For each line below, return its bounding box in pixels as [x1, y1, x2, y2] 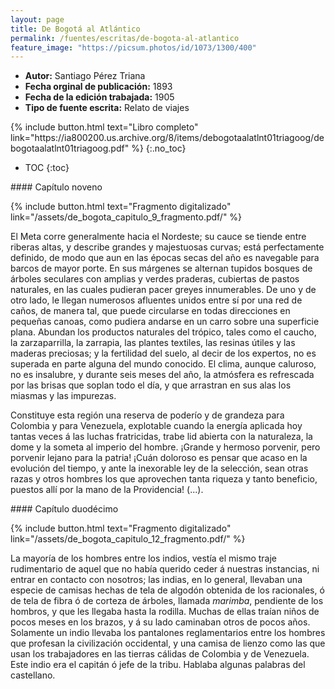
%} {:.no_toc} [131, 142, 187, 155]
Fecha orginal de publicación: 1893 [24, 81, 173, 93]
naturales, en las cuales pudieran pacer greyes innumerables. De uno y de [10, 284, 317, 296]
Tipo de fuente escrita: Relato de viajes [24, 102, 190, 114]
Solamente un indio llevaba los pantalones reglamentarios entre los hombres [10, 627, 326, 639]
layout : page [10, 14, 65, 25]
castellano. [10, 669, 56, 681]
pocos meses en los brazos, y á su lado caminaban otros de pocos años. [10, 616, 311, 628]
